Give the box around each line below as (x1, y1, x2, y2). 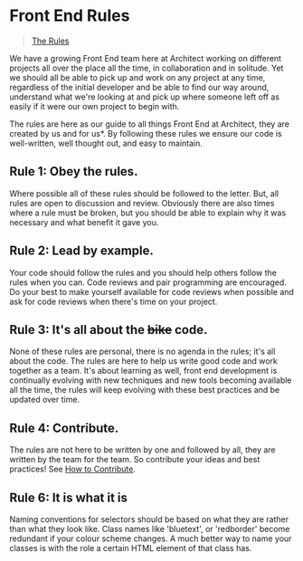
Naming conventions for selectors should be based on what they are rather (9, 514, 289, 525)
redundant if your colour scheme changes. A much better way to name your (9, 533, 292, 544)
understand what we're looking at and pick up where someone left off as (9, 91, 280, 102)
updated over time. (9, 395, 80, 405)
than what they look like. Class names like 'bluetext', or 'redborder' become (9, 524, 290, 534)
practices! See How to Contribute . (9, 463, 136, 475)
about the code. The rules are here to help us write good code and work (9, 356, 278, 366)
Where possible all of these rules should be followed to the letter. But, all (9, 187, 279, 199)
